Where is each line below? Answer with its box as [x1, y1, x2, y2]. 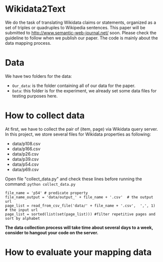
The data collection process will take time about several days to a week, [5, 225, 153, 230]
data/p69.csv [12, 166, 39, 172]
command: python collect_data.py [5, 181, 76, 187]
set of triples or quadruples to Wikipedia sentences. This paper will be [5, 24, 145, 30]
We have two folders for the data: [5, 73, 72, 79]
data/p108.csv [12, 140, 41, 146]
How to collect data [5, 110, 85, 121]
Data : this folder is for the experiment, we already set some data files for [12, 87, 157, 93]
